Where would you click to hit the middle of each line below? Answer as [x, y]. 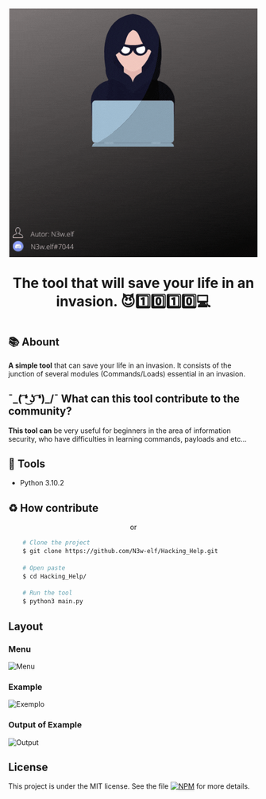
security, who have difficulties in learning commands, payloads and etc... [128, 438]
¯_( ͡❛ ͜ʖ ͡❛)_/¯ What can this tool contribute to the [124, 399]
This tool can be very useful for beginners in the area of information [120, 431]
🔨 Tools [27, 464]
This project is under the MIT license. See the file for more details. [129, 786]
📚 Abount [34, 342]
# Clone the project [56, 543]
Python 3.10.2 [42, 483]
